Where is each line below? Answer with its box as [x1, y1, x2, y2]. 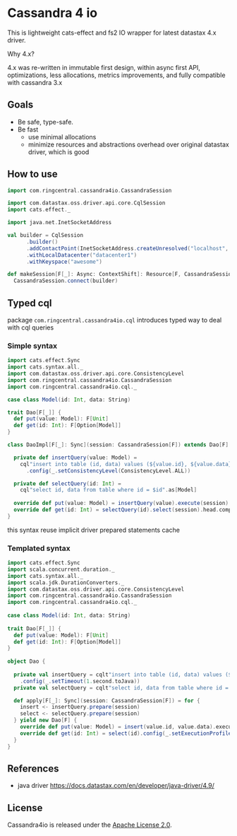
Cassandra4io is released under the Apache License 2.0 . [7, 820, 173, 829]
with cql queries [7, 323, 54, 332]
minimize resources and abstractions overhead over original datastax [28, 140, 229, 149]
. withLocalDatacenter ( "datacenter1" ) [25, 251, 138, 259]
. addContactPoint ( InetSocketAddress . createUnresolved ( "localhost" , [25, 245, 229, 252]
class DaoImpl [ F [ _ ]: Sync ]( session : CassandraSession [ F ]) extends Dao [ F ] [7, 441, 229, 448]
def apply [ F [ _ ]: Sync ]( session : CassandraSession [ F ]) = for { [13, 697, 200, 704]
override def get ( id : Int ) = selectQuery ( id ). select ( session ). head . [13, 506, 219, 513]
